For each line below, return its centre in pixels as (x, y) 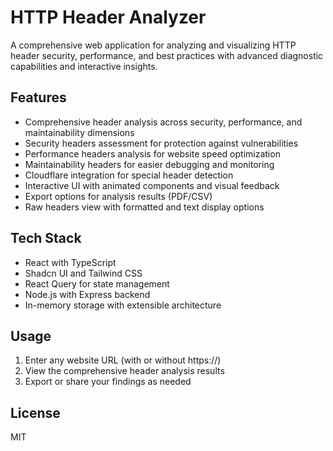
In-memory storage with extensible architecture (123, 305)
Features (38, 97)
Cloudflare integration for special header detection (129, 175)
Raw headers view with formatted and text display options (144, 207)
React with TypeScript (70, 262)
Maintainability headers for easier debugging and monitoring (149, 164)
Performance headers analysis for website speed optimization (152, 153)
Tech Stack (46, 238)
